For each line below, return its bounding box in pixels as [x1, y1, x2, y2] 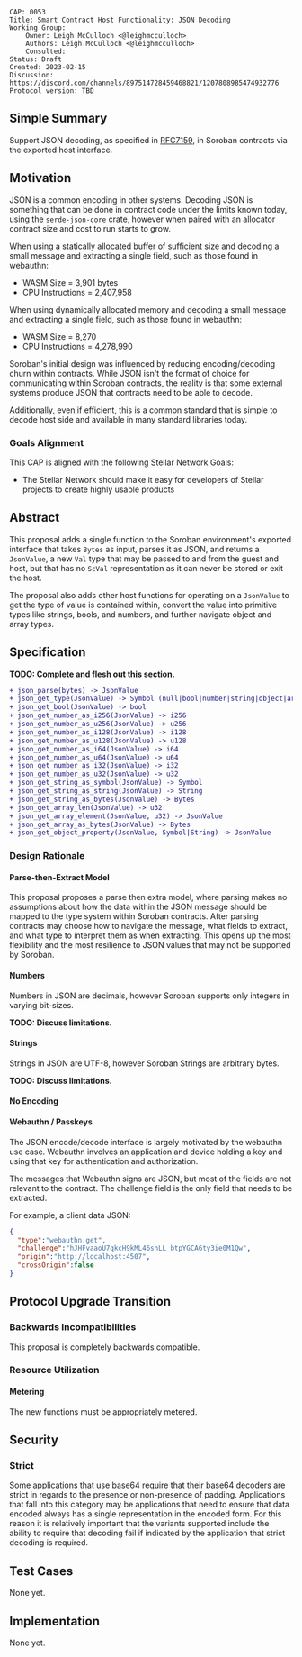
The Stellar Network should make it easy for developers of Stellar [22, 474, 264, 485]
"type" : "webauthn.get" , [17, 1235, 106, 1244]
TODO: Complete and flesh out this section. [9, 669, 175, 679]
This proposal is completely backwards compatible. [9, 1342, 200, 1352]
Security [9, 1433, 58, 1448]
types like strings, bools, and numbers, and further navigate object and [9, 608, 272, 620]
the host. [9, 572, 42, 583]
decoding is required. [9, 1537, 88, 1548]
